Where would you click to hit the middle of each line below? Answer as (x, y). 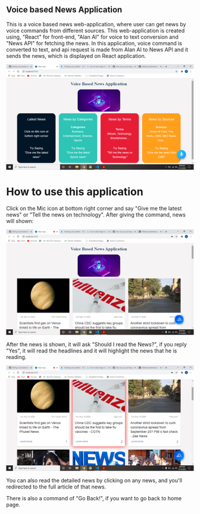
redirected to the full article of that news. (56, 487)
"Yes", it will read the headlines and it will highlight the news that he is (92, 351)
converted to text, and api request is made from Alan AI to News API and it (97, 49)
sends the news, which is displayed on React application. (76, 55)
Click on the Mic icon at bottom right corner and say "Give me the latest (94, 208)
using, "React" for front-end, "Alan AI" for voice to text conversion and (92, 37)
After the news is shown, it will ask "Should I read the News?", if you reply (97, 344)
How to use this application (75, 192)
